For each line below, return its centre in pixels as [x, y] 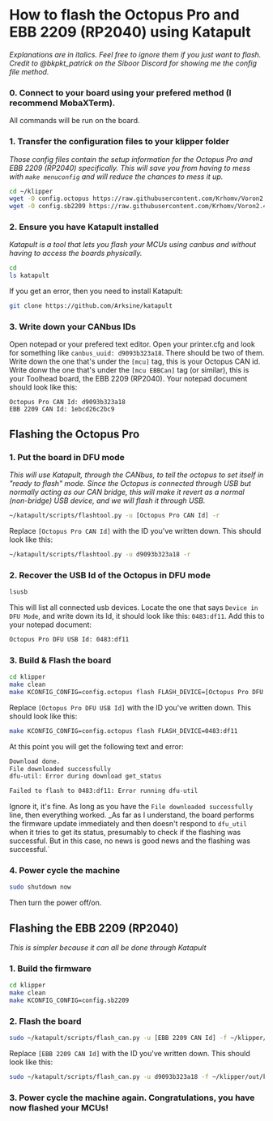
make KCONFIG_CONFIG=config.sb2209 [69, 1001]
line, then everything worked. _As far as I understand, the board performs [132, 815]
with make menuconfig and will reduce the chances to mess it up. [116, 177]
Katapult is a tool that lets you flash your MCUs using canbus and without [132, 245]
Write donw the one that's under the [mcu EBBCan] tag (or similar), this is [129, 370]
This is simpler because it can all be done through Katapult [108, 948]
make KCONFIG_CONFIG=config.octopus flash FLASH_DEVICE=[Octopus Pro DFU [136, 692]
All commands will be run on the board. [75, 121]
